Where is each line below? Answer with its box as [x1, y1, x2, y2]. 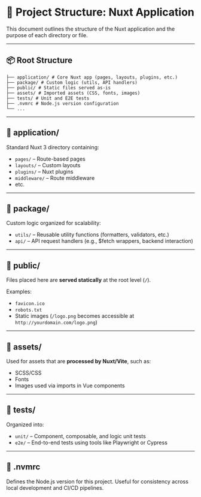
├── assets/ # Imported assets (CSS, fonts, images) [6, 90, 141, 96]
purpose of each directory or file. [6, 31, 88, 38]
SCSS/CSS [14, 369, 42, 376]
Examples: [6, 288, 32, 296]
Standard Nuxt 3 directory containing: [6, 143, 100, 150]
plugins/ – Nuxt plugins [14, 168, 74, 175]
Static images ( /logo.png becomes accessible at [14, 312, 135, 320]
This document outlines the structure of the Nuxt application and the [6, 25, 175, 32]
